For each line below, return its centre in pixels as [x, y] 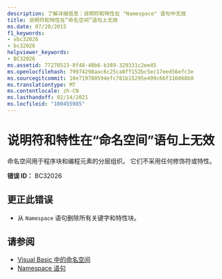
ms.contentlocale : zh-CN [43, 91]
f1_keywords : [26, 33]
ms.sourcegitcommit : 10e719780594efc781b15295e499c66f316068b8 [101, 78]
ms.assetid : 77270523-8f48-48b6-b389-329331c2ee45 [82, 65]
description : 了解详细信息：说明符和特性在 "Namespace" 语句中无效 [97, 14]
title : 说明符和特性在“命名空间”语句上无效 [62, 20]
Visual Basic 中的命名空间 [54, 260]
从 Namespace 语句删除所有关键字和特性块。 [79, 218]
